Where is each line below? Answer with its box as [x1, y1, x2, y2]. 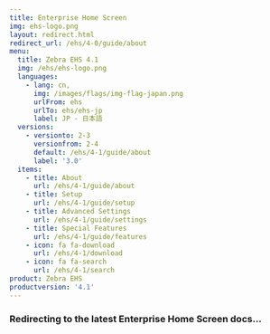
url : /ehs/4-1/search [33, 266, 116, 275]
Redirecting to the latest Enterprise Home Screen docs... [9, 312, 262, 325]
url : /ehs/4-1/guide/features [33, 232, 147, 241]
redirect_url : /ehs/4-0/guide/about [9, 38, 147, 48]
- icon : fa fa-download [25, 241, 116, 250]
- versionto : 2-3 [25, 131, 91, 140]
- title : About [25, 173, 83, 182]
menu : [9, 47, 30, 56]
